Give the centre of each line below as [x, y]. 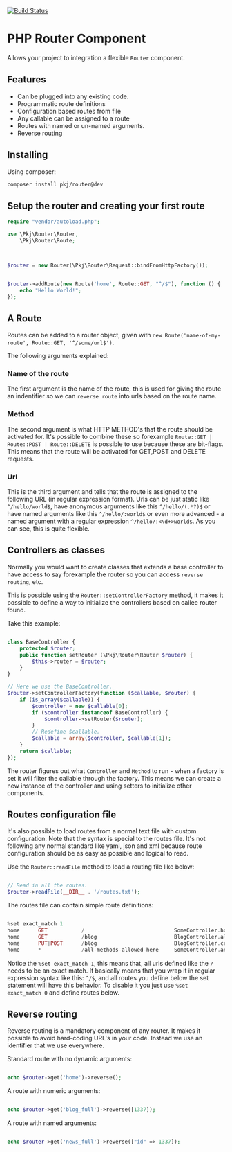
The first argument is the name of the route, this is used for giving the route [114, 389]
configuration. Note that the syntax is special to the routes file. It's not [106, 839]
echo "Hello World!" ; [50, 290]
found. [17, 610]
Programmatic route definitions [61, 103]
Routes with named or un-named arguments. [81, 125]
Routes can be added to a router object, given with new [85, 335]
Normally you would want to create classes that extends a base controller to [115, 567]
